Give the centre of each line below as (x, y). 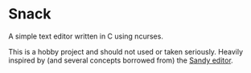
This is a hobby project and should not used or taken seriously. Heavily (126, 51)
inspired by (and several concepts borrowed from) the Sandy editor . (121, 60)
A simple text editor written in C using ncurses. (86, 36)
